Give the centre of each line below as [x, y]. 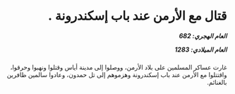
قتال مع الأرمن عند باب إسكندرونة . [137, 16]
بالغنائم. [217, 83]
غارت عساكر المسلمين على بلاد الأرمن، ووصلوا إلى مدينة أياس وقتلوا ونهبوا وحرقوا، [119, 67]
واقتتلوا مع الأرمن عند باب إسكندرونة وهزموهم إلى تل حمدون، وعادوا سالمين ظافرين [117, 75]
